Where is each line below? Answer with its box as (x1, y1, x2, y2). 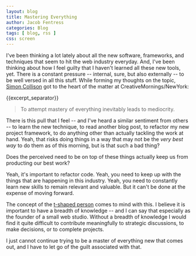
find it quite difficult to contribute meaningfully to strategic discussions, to (6, 220, 184, 226)
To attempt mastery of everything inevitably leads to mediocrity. (20, 106, 175, 112)
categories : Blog (6, 25, 49, 31)
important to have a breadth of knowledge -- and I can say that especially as (6, 207, 191, 214)
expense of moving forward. (6, 190, 74, 196)
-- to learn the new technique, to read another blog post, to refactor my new (6, 124, 190, 130)
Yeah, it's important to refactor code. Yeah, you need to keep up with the (6, 171, 181, 178)
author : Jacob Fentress (6, 19, 64, 25)
